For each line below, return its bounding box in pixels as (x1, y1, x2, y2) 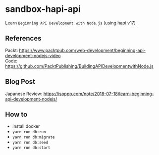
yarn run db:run (12, 130, 46, 135)
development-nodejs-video (5, 52, 61, 58)
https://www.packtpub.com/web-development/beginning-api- (19, 47, 146, 53)
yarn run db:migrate (12, 135, 55, 140)
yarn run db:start (12, 145, 51, 151)
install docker (12, 123, 40, 129)
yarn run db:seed (12, 140, 49, 145)
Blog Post (5, 78, 36, 86)
